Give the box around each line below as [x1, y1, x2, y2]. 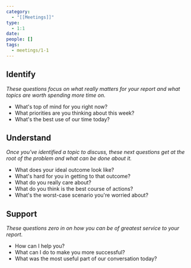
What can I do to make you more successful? [14, 249, 126, 256]
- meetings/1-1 [11, 48, 49, 53]
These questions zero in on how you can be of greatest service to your [6, 225, 180, 232]
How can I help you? [14, 242, 65, 250]
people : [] [6, 36, 33, 42]
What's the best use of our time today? [14, 115, 110, 122]
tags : [6, 42, 20, 48]
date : [6, 31, 20, 37]
